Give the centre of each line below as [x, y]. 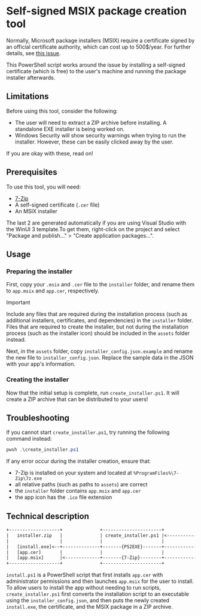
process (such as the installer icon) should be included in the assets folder [98, 333]
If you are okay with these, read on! [50, 153]
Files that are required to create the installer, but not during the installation [98, 327]
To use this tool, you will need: [44, 187]
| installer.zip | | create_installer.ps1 [83, 536]
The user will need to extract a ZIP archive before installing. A [91, 122]
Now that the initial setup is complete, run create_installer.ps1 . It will [93, 393]
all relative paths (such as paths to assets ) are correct [81, 485]
